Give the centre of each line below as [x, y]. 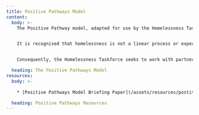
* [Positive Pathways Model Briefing [63, 92]
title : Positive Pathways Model [46, 11]
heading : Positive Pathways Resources [60, 103]
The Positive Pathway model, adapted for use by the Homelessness [100, 28]
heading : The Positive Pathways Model [60, 70]
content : [17, 17]
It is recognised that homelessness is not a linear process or [98, 44]
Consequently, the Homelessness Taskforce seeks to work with [95, 60]
